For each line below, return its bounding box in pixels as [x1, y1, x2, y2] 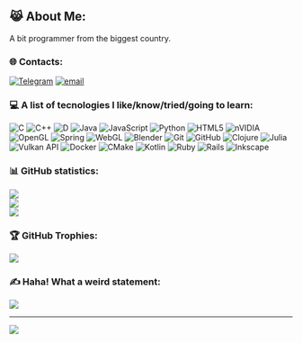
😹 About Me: [9, 9, 87, 24]
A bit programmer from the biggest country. [9, 32, 171, 43]
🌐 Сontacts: [9, 55, 63, 68]
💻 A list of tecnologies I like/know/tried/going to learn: [9, 99, 253, 112]
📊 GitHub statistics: [9, 165, 99, 177]
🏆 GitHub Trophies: [9, 229, 98, 241]
